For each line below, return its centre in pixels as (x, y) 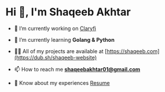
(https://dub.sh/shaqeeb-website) (55, 57)
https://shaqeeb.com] (133, 51)
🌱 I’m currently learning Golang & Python (64, 40)
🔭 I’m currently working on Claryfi (55, 28)
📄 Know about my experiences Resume (62, 83)
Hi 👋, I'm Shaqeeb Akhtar (68, 12)
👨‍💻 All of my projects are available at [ (60, 51)
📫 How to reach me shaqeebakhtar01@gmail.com (77, 69)
